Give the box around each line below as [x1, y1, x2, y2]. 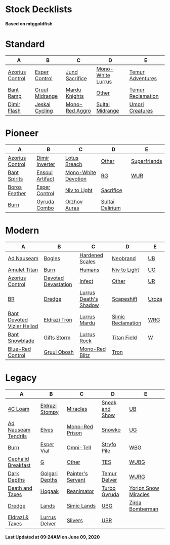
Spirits [8, 175, 23, 182]
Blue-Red [8, 345, 31, 352]
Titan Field [112, 334, 137, 341]
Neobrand [112, 255, 136, 262]
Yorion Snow [129, 484, 159, 491]
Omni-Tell [66, 444, 91, 451]
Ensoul [36, 169, 53, 176]
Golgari [40, 470, 58, 477]
